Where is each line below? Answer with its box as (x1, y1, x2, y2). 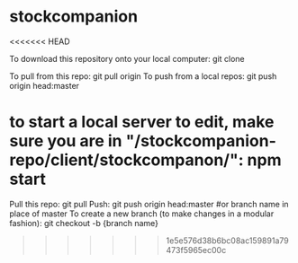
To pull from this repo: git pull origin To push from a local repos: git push (9, 70, 277, 82)
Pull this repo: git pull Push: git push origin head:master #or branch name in (9, 198, 290, 209)
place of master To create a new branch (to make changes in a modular (9, 208, 275, 219)
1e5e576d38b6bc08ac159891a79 (166, 235, 290, 246)
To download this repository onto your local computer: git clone (9, 53, 245, 64)
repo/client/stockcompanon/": (9, 150, 244, 171)
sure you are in (9, 131, 123, 152)
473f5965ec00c (166, 244, 227, 255)
